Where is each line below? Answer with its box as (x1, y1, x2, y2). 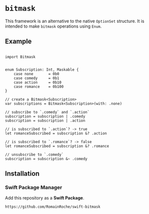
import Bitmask (5, 54, 36, 59)
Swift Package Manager (5, 184, 62, 191)
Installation (5, 169, 40, 178)
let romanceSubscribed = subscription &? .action (5, 131, 107, 136)
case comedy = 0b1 (14, 76, 60, 81)
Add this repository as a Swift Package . (5, 195, 85, 201)
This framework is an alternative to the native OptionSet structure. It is (5, 18, 145, 24)
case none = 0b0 (14, 71, 60, 76)
